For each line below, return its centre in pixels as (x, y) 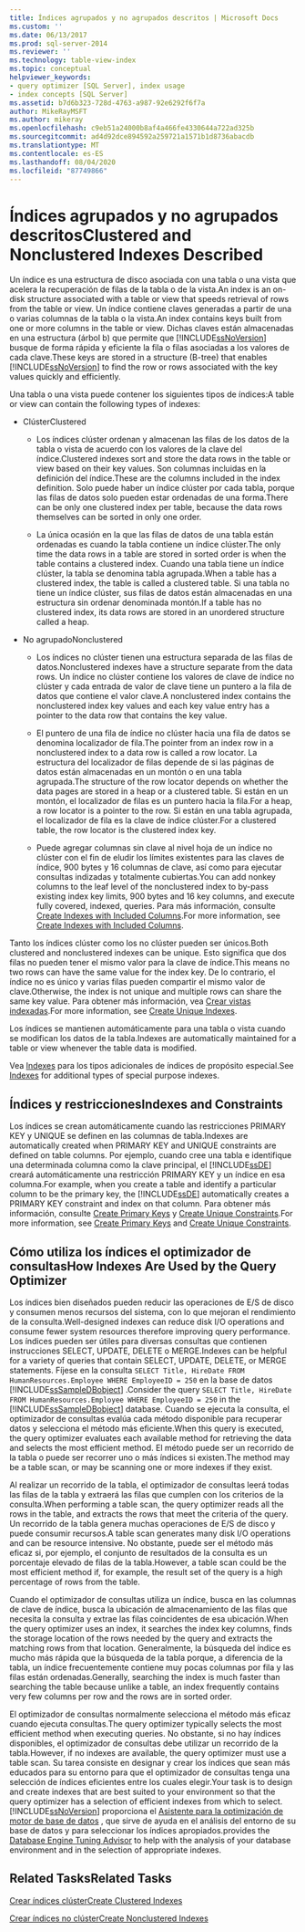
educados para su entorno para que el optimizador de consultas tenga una (150, 1772)
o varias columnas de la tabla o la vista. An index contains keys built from (146, 319)
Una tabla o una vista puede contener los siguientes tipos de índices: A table (152, 394)
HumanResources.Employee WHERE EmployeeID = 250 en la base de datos (141, 1380)
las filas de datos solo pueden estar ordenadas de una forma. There (162, 497)
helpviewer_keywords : (51, 78)
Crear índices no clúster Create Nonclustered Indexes (109, 1918)
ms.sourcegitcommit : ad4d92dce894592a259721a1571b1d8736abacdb (132, 137)
